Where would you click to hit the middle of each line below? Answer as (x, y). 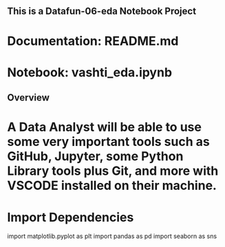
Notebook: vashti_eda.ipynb (90, 72)
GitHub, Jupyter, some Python (95, 157)
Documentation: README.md (93, 41)
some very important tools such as (108, 142)
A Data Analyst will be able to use (104, 127)
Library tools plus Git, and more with (113, 171)
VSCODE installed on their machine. (112, 186)
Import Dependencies (71, 217)
